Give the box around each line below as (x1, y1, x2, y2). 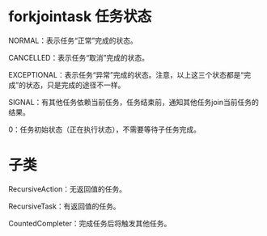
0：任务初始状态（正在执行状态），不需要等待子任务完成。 (8, 124, 201, 134)
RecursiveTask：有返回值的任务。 (8, 201, 121, 211)
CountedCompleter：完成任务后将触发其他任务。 (8, 218, 172, 228)
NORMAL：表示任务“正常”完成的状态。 (8, 36, 138, 45)
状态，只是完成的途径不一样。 (25, 80, 125, 90)
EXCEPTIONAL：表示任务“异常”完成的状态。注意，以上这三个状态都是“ (8, 70, 244, 79)
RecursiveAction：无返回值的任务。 (8, 183, 127, 194)
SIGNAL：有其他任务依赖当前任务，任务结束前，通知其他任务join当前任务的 (8, 97, 259, 107)
